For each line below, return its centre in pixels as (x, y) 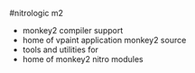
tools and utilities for (60, 50)
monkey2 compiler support (73, 30)
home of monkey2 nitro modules (83, 59)
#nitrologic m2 (37, 13)
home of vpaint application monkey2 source (104, 40)
